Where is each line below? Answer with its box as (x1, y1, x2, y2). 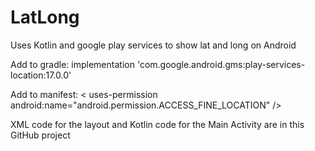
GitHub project (10, 129, 71, 141)
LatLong (10, 6, 80, 29)
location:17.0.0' (10, 69, 72, 81)
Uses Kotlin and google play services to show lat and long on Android (10, 39, 297, 51)
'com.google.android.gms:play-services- (136, 58, 306, 70)
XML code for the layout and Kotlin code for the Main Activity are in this (10, 118, 305, 130)
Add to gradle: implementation (10, 58, 135, 70)
